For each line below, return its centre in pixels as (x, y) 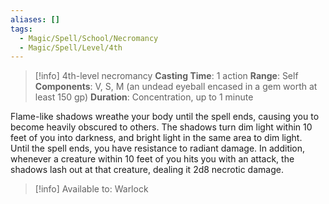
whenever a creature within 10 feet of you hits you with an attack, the (152, 159)
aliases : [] (35, 19)
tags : (21, 29)
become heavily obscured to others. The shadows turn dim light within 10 (161, 127)
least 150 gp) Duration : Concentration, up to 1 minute (144, 97)
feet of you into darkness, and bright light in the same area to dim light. (156, 138)
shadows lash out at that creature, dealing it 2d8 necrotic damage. (147, 170)
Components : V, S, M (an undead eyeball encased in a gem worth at (176, 87)
